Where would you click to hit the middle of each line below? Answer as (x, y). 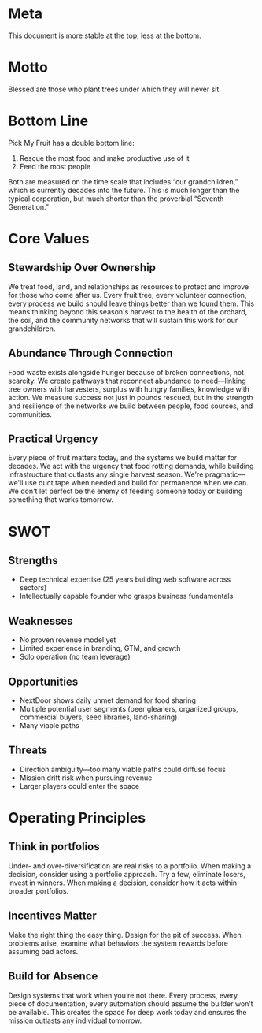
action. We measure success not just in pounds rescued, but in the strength (131, 397)
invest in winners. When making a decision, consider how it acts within (123, 883)
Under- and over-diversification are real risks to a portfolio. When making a (130, 866)
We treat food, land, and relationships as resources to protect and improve (129, 286)
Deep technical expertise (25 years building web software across (125, 579)
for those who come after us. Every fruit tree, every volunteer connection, (127, 295)
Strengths (33, 561)
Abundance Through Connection (90, 353)
